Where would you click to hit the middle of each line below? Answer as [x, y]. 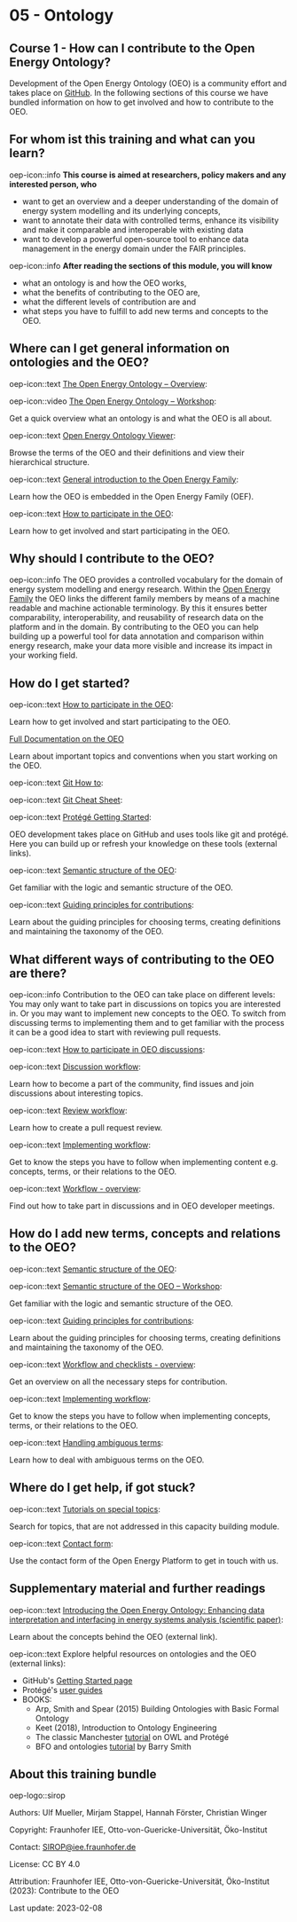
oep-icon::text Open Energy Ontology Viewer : [92, 435]
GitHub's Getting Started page [77, 1680]
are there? [38, 973]
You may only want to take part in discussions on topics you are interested [145, 1004]
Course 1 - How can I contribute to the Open [132, 48]
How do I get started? [70, 683]
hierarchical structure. [50, 461]
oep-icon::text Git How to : [56, 783]
